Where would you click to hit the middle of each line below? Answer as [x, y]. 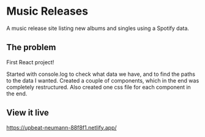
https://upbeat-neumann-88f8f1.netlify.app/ [62, 127]
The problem [31, 47]
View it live [28, 113]
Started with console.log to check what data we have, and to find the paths [101, 74]
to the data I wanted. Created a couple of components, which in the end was [103, 80]
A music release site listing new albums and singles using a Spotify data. [98, 28]
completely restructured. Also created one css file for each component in [99, 87]
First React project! [30, 62]
